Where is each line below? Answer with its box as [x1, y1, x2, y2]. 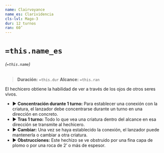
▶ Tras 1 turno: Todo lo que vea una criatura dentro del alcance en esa [12, 116, 156, 122]
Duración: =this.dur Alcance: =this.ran [17, 76, 100, 82]
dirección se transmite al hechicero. [12, 121, 85, 127]
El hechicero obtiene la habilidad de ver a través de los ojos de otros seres [5, 86, 156, 92]
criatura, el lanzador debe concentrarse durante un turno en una [12, 106, 143, 112]
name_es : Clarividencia [5, 12, 54, 17]
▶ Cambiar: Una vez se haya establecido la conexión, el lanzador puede [12, 127, 160, 132]
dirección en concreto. [12, 111, 58, 117]
